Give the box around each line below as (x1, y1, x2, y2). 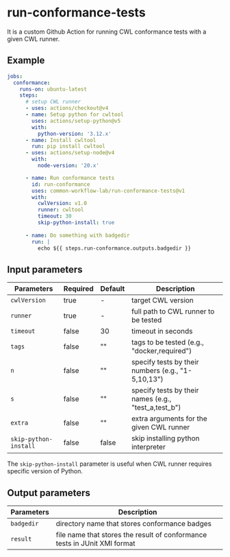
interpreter (131, 442, 166, 452)
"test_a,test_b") (131, 403, 181, 412)
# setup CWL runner (25, 98, 81, 106)
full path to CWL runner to (131, 307, 215, 316)
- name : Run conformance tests (25, 174, 115, 181)
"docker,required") (131, 346, 192, 356)
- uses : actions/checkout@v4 (25, 105, 109, 112)
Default (100, 284, 125, 294)
